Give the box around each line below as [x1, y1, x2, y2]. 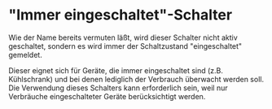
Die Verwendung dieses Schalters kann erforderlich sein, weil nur [8, 83, 228, 93]
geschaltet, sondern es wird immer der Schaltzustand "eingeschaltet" [8, 41, 243, 50]
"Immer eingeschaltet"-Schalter [8, 6, 233, 24]
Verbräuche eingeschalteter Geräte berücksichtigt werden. [8, 91, 206, 101]
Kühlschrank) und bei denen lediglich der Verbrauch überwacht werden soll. [8, 74, 265, 84]
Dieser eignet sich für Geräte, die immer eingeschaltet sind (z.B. [8, 65, 224, 75]
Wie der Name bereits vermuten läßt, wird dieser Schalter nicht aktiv [8, 33, 238, 42]
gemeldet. [8, 50, 42, 59]
